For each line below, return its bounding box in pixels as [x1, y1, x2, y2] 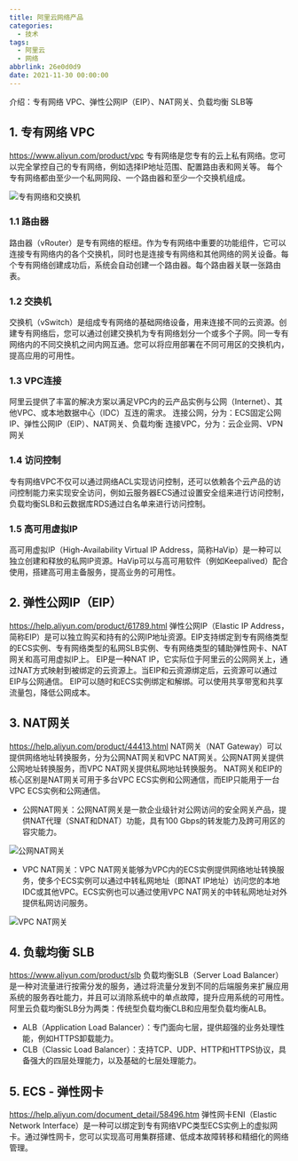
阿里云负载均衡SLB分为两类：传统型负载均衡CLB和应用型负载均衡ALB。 [9, 1003, 272, 1014]
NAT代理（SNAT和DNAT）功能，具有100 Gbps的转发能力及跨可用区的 [29, 815, 286, 826]
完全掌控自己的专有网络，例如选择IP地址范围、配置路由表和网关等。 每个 [16, 161, 283, 171]
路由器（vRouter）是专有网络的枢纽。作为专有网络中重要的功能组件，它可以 [9, 237, 286, 248]
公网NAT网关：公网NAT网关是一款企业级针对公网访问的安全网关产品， [21, 804, 279, 815]
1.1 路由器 [9, 215, 50, 227]
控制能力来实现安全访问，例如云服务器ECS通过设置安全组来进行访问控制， [16, 487, 289, 497]
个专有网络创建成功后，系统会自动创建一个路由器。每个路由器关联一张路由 [9, 259, 281, 270]
